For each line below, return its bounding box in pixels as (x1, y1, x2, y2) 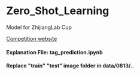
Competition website (6, 35, 57, 42)
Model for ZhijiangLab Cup (6, 24, 72, 31)
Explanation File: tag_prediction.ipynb (6, 48, 103, 56)
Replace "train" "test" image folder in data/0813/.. (6, 62, 135, 69)
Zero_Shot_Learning (6, 4, 109, 18)
